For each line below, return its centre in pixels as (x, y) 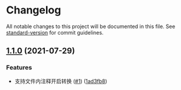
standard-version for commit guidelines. (55, 32)
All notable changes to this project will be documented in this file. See (91, 26)
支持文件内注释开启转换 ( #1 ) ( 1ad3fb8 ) (61, 81)
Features (19, 68)
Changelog (34, 10)
